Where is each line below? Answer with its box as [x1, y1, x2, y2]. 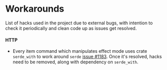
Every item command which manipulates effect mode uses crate [12, 48, 147, 54]
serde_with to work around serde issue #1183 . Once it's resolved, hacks [12, 54, 162, 60]
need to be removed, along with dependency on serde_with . [12, 59, 139, 65]
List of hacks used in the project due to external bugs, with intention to [5, 20, 153, 26]
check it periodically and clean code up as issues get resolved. [5, 25, 137, 31]
